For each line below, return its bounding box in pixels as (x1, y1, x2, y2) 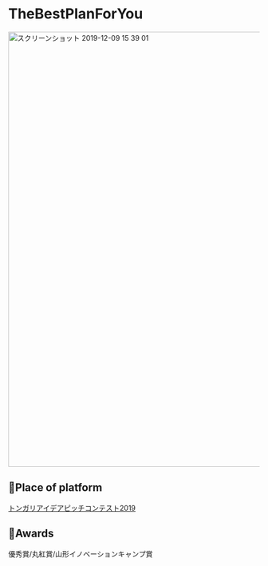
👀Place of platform (8, 481, 103, 495)
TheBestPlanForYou (8, 5, 144, 23)
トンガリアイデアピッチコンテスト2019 (8, 503, 136, 513)
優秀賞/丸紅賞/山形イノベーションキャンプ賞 (8, 548, 153, 559)
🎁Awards (8, 527, 54, 540)
